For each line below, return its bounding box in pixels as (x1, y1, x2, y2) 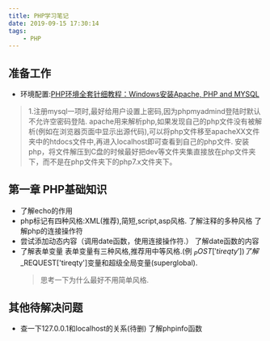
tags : (8, 27, 27, 35)
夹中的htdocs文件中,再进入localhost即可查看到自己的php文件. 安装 (27, 137, 250, 146)
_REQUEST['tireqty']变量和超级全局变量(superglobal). (19, 258, 198, 267)
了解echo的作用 (19, 205, 73, 215)
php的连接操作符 (27, 225, 83, 235)
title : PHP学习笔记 (8, 11, 70, 20)
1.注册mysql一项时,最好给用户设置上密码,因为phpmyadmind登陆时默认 (27, 107, 261, 116)
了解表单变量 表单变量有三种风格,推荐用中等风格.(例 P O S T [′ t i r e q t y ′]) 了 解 (19, 246, 259, 258)
